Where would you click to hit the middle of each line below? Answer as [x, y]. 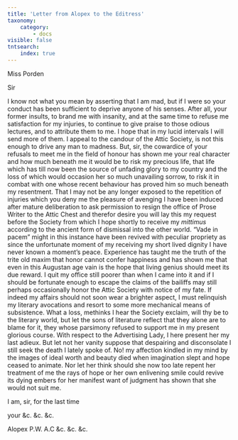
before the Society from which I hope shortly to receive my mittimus [107, 221]
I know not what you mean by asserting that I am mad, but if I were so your [117, 101]
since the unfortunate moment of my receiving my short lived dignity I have [117, 244]
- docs [43, 34]
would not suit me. [34, 387]
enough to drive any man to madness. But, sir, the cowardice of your [108, 146]
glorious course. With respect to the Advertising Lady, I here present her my [118, 335]
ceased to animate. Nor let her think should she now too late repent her [112, 365]
